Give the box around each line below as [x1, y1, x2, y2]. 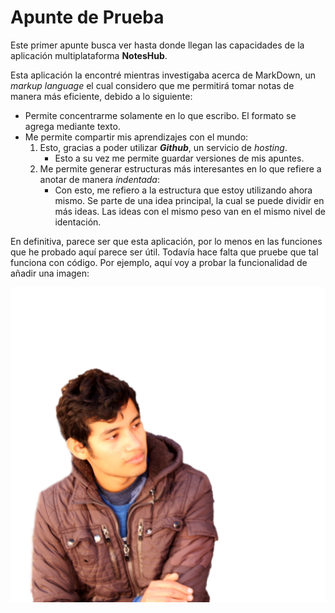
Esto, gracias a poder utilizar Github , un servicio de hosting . [39, 141, 288, 153]
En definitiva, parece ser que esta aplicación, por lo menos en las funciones [10, 235, 323, 247]
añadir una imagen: [10, 267, 90, 279]
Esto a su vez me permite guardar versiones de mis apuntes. [54, 152, 305, 164]
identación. [54, 216, 102, 228]
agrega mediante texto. [24, 120, 121, 132]
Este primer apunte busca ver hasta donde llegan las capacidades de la [10, 39, 305, 51]
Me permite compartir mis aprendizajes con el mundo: [24, 131, 249, 143]
